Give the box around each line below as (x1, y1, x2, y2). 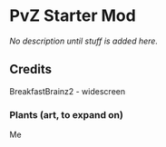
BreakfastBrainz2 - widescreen (9, 85, 125, 96)
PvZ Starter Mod (9, 5, 136, 26)
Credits (9, 62, 53, 77)
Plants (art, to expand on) (9, 108, 124, 121)
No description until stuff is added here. (9, 35, 159, 46)
